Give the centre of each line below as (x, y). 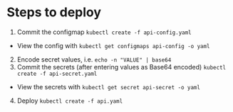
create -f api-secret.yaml (57, 74)
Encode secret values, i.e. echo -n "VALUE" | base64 (94, 59)
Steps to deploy (54, 12)
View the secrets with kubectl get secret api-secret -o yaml (109, 86)
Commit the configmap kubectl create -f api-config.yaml (104, 32)
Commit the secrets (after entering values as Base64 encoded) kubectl (121, 67)
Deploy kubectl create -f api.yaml (70, 101)
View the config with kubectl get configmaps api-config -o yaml (114, 45)
